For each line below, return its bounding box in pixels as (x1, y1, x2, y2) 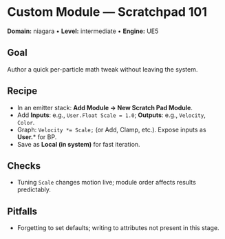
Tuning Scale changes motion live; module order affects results (17, 178, 196, 187)
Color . (17, 118, 35, 126)
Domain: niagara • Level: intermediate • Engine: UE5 (7, 27, 159, 35)
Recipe (7, 85, 38, 97)
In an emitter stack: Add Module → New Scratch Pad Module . (17, 103, 193, 112)
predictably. (17, 185, 52, 194)
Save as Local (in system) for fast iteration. (17, 140, 140, 148)
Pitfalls (7, 205, 38, 217)
